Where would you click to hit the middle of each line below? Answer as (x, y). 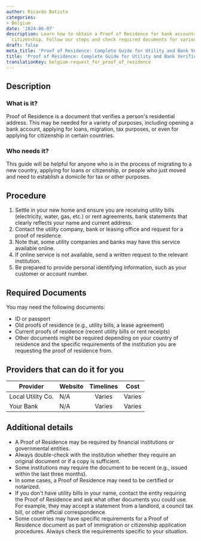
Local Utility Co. (31, 396)
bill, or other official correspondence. (60, 512)
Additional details (40, 427)
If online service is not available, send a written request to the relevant (101, 255)
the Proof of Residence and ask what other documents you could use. (101, 499)
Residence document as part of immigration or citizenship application (100, 525)
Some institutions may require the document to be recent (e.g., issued (101, 467)
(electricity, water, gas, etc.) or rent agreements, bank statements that (101, 217)
